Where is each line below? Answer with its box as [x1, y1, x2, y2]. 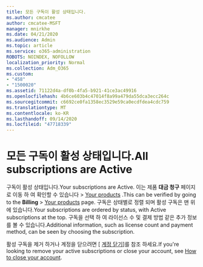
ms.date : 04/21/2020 [6, 31, 59, 38]
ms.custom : [6, 71, 34, 77]
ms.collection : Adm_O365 [6, 65, 69, 71]
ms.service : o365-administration [6, 48, 91, 54]
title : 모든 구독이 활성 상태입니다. [6, 8, 87, 15]
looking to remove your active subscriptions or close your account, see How [6, 248, 197, 255]
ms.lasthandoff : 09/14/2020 [6, 116, 78, 122]
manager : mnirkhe [6, 25, 50, 32]
